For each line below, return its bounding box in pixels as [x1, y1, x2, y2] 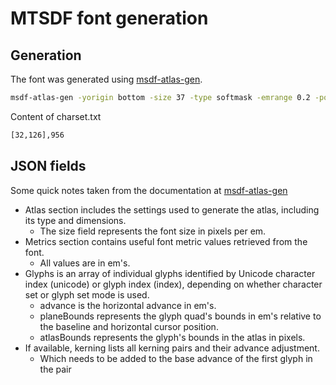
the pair [39, 363, 72, 375]
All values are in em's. [39, 257, 131, 269]
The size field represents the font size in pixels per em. [39, 225, 267, 237]
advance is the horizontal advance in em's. [39, 299, 217, 311]
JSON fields [10, 158, 87, 175]
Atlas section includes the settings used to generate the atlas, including [24, 203, 320, 216]
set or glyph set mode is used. [24, 288, 150, 301]
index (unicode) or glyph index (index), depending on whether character [24, 278, 323, 290]
